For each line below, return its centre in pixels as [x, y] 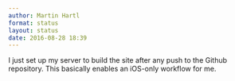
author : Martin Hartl [44, 15]
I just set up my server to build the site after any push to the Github [118, 60]
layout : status [33, 30]
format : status [33, 23]
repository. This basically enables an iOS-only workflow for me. [112, 69]
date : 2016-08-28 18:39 [48, 38]
